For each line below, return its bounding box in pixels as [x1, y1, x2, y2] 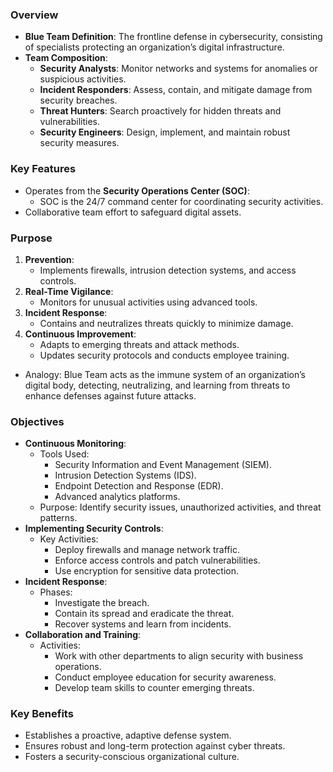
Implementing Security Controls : [24, 523, 164, 535]
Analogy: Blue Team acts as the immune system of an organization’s [24, 368, 306, 380]
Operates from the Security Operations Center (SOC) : [24, 184, 250, 197]
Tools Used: [39, 448, 90, 460]
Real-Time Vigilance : [24, 285, 114, 297]
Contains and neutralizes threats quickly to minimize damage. [39, 317, 294, 329]
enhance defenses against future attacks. [24, 389, 197, 402]
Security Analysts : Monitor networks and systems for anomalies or [39, 63, 318, 75]
